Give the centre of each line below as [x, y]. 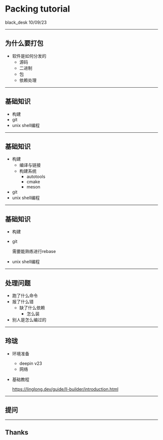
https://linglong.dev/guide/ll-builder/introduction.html [65, 389]
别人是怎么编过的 [29, 320]
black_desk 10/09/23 [26, 22]
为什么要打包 [24, 43]
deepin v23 [31, 363]
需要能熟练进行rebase [34, 251]
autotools [36, 177]
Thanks [17, 432]
